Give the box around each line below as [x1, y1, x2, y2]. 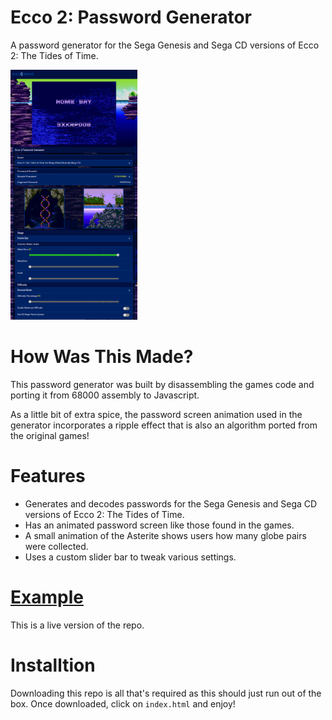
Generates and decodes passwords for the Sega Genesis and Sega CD [24, 497, 318, 510]
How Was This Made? [10, 346, 194, 368]
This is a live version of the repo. [10, 619, 145, 631]
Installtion [10, 654, 96, 676]
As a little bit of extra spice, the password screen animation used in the [10, 408, 303, 420]
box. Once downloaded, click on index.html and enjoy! [10, 697, 236, 710]
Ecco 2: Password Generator [10, 6, 253, 29]
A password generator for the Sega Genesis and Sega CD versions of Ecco [10, 39, 320, 51]
